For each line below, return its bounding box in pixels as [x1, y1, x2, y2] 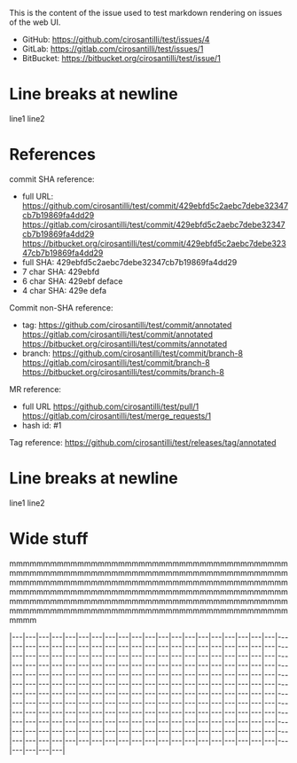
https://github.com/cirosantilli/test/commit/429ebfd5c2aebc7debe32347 [21, 200, 289, 211]
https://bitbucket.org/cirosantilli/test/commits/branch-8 [21, 366, 224, 377]
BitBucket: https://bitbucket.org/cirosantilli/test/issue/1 [21, 53, 222, 63]
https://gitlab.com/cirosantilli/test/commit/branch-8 [21, 357, 210, 367]
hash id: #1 [21, 420, 62, 430]
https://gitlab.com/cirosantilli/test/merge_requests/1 [21, 410, 211, 421]
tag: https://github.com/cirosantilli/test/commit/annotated [21, 319, 232, 330]
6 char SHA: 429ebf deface [21, 275, 123, 287]
